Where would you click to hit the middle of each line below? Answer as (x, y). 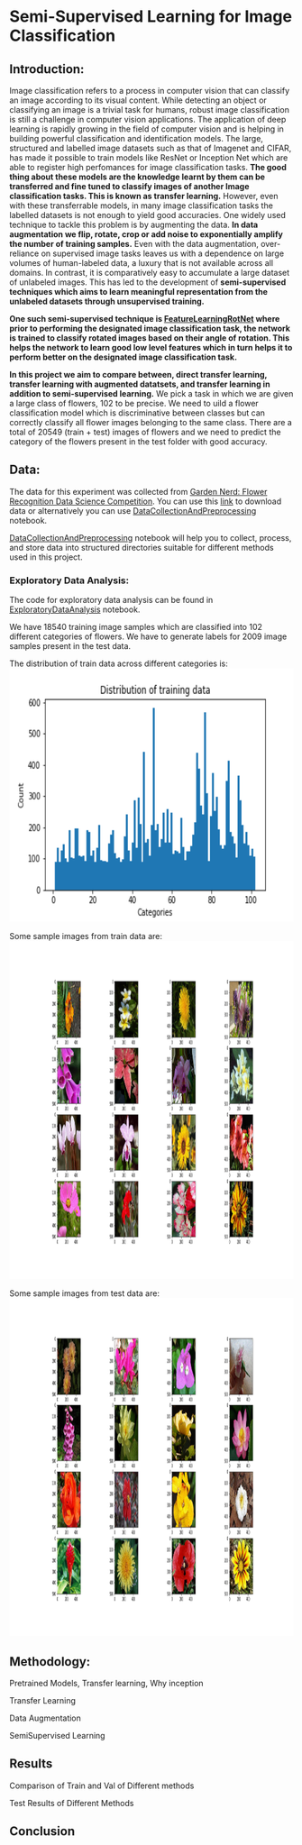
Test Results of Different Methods (72, 1803)
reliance (24, 253)
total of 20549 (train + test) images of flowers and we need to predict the (145, 432)
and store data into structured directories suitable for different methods (142, 547)
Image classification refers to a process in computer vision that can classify (150, 91)
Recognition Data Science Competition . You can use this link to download (146, 501)
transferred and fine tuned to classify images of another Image (129, 186)
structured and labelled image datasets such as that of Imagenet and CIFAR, (151, 148)
